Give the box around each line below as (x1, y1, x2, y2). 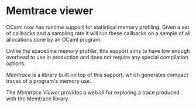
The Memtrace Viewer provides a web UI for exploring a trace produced (6, 89, 180, 96)
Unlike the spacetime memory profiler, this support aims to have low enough (6, 47, 190, 54)
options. (6, 60, 26, 67)
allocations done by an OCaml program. (6, 36, 102, 43)
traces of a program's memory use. (6, 77, 92, 85)
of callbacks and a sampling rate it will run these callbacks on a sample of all (6, 29, 191, 36)
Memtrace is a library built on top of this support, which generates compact (6, 71, 188, 78)
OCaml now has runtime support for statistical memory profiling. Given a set (6, 23, 190, 31)
